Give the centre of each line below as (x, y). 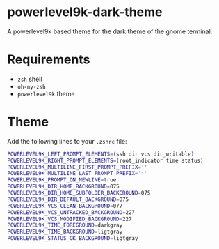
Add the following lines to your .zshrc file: (67, 141)
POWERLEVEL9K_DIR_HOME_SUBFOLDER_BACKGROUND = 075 (79, 193)
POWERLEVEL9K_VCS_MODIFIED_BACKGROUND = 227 (70, 219)
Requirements (49, 60)
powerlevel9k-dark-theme (85, 12)
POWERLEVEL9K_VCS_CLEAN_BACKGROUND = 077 (65, 206)
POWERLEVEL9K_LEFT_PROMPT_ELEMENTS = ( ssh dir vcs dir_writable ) (101, 154)
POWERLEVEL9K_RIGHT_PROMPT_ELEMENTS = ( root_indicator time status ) (105, 160)
